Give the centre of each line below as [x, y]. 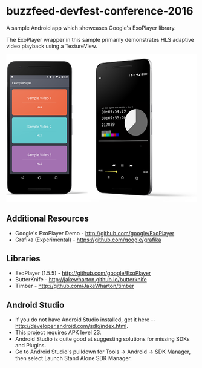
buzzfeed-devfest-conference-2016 [100, 11]
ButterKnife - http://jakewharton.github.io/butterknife [81, 280]
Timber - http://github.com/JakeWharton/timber [74, 286]
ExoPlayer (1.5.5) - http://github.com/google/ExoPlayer [83, 273]
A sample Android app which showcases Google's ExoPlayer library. [91, 28]
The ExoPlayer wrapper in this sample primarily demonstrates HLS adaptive [100, 39]
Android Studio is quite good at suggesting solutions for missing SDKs [102, 339]
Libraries [23, 258]
